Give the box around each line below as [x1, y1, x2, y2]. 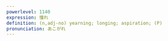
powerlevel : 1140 [6, 8, 51, 15]
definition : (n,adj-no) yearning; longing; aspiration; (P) [6, 20, 163, 26]
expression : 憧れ [6, 14, 49, 20]
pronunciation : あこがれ [6, 25, 66, 32]
